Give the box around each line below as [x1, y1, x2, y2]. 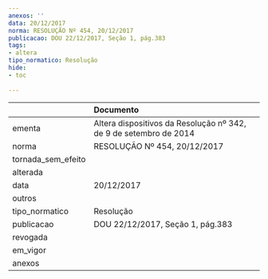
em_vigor [12, 245, 46, 256]
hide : [8, 64, 26, 72]
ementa [12, 122, 41, 134]
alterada [12, 166, 44, 177]
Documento [93, 104, 140, 115]
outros [12, 193, 37, 204]
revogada [12, 231, 48, 242]
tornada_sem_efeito [12, 153, 86, 165]
